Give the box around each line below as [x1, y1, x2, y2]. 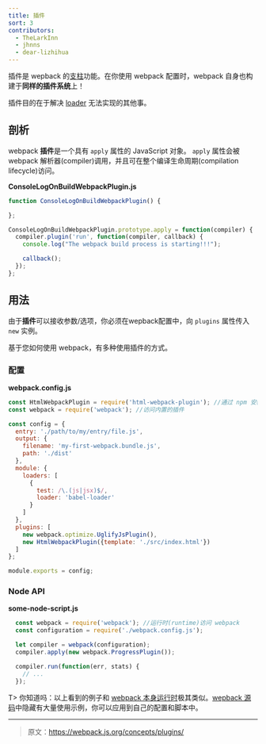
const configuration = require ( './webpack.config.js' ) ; [15, 627, 203, 635]
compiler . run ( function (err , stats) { [15, 662, 140, 670]
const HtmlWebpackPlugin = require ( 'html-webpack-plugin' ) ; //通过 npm [8, 398, 248, 406]
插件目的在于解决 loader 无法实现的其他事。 [8, 98, 151, 107]
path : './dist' [22, 450, 73, 458]
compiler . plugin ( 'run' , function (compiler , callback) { [15, 233, 203, 241]
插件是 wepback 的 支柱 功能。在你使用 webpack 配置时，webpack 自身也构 [8, 71, 253, 80]
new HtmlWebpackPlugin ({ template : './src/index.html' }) [22, 538, 211, 546]
